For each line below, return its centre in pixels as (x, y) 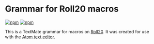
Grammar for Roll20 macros (62, 9)
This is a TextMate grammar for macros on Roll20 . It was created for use (77, 31)
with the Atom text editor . (30, 37)
